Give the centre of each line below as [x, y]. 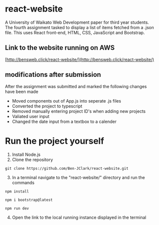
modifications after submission [53, 75]
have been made [22, 91]
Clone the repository [32, 159]
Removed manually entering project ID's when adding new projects [79, 111]
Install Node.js [26, 154]
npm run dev [17, 208]
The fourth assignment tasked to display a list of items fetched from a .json [79, 27]
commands [23, 182]
